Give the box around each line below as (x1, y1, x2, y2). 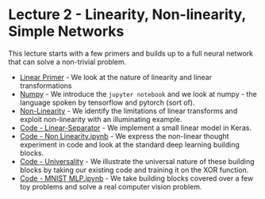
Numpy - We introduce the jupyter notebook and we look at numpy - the (19, 89, 258, 98)
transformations (19, 81, 72, 90)
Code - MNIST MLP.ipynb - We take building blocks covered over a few (19, 173, 254, 183)
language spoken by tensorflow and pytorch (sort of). (19, 98, 195, 107)
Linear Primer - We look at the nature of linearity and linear (19, 72, 213, 82)
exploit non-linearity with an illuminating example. (19, 114, 182, 124)
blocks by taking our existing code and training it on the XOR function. (19, 165, 249, 174)
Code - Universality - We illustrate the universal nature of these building (19, 156, 255, 166)
